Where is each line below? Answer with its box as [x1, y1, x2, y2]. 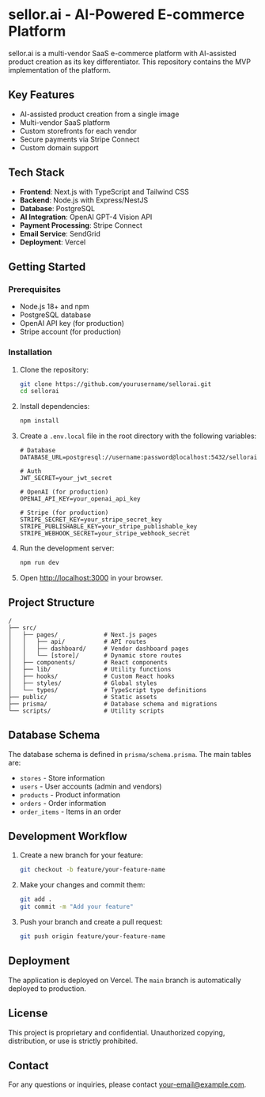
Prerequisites [8, 283, 61, 294]
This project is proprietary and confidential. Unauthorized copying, [8, 1027, 225, 1037]
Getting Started [8, 259, 86, 274]
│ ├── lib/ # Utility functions [8, 665, 172, 673]
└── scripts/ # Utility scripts [8, 706, 165, 715]
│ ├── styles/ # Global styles [8, 679, 157, 687]
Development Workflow [8, 830, 128, 843]
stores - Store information [19, 773, 105, 782]
